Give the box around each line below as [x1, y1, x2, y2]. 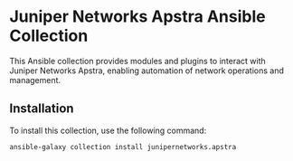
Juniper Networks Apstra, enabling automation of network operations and [9, 65, 285, 76]
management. [9, 74, 61, 85]
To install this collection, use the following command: [9, 125, 207, 136]
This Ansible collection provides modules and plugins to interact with [9, 55, 267, 66]
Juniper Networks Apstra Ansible [9, 6, 266, 27]
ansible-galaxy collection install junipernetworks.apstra [9, 142, 237, 151]
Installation [9, 101, 74, 117]
